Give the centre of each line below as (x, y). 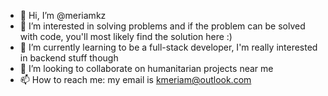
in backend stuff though (69, 58)
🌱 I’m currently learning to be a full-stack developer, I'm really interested (168, 47)
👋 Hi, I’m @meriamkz (63, 15)
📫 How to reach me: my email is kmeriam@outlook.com (135, 79)
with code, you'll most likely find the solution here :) (126, 36)
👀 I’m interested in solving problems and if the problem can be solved (162, 26)
